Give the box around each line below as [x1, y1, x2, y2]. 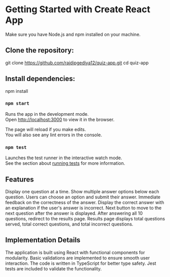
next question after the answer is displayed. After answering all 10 [5, 210, 143, 216]
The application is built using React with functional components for [5, 249, 145, 256]
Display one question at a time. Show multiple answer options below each [5, 188, 159, 194]
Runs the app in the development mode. [5, 111, 89, 117]
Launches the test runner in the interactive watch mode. [5, 155, 123, 161]
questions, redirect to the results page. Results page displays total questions [5, 215, 165, 221]
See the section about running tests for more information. [5, 160, 125, 166]
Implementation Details [5, 236, 81, 244]
